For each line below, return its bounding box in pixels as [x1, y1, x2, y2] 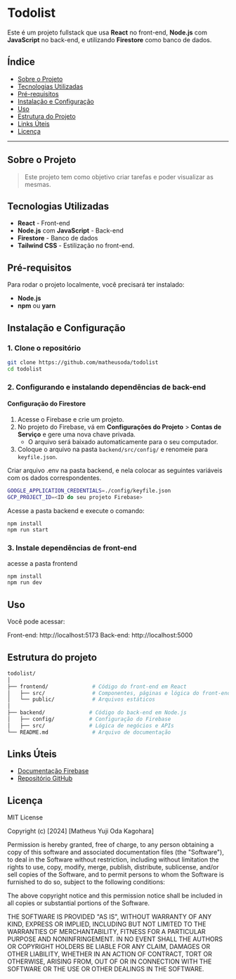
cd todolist [7, 365, 42, 372]
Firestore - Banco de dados [17, 234, 98, 242]
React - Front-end [17, 219, 70, 228]
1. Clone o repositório [7, 343, 81, 353]
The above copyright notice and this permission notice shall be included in [7, 891, 223, 900]
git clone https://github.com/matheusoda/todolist [7, 358, 159, 366]
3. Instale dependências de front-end [7, 543, 137, 553]
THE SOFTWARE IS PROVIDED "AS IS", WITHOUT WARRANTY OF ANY [7, 912, 212, 921]
